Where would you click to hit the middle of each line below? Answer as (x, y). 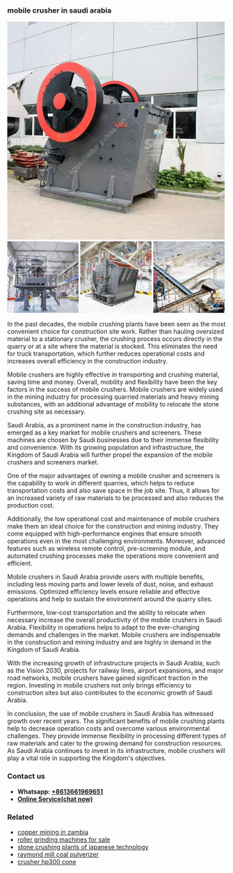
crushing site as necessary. (46, 412)
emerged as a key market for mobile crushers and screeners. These (104, 433)
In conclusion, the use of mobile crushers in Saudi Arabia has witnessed (111, 714)
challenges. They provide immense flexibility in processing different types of (117, 736)
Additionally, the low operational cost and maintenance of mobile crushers (114, 519)
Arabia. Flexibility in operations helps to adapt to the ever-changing (104, 628)
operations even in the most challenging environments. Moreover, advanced (116, 541)
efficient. (20, 563)
